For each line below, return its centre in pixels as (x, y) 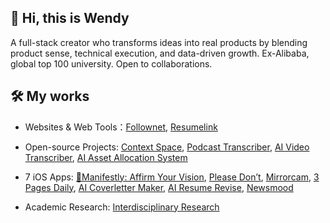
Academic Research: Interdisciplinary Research (122, 207)
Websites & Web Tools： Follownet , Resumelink (121, 127)
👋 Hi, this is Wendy (70, 18)
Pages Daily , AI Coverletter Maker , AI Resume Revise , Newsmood (159, 187)
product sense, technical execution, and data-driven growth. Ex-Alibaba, (160, 53)
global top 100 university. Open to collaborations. (111, 63)
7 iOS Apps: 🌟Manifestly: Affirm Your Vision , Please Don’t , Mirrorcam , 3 (172, 177)
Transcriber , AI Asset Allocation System (106, 157)
